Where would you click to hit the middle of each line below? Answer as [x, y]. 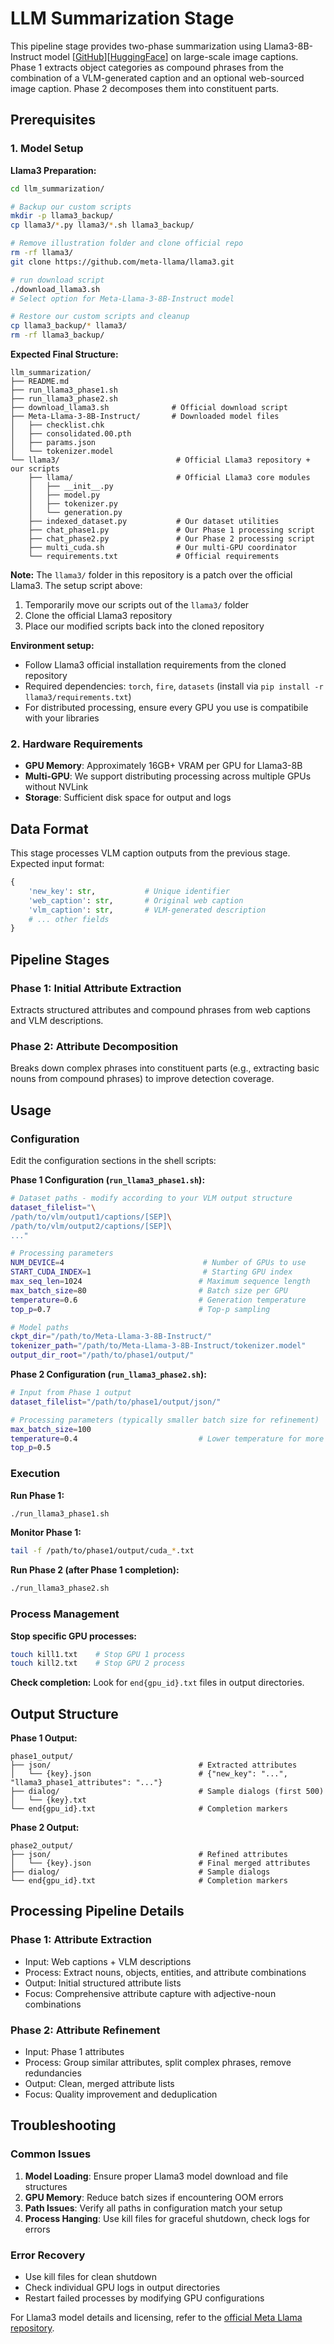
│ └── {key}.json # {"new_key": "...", [149, 1774]
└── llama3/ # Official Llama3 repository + [160, 460]
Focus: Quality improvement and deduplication [121, 2094]
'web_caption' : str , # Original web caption [136, 900]
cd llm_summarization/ [57, 188]
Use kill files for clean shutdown [90, 2277]
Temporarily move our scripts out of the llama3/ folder [137, 605]
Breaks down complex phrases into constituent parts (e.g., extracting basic [165, 1068]
